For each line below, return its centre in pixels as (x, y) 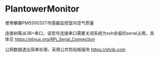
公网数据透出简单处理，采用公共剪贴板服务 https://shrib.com (65, 49)
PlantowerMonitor (42, 9)
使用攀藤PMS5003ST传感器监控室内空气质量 (50, 23)
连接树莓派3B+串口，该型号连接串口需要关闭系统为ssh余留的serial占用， (78, 33)
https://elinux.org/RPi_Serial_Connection (55, 39)
